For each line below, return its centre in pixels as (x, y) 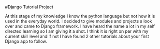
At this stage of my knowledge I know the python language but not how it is (80, 16)
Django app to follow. (26, 41)
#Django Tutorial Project (29, 7)
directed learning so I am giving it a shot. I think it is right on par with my (77, 31)
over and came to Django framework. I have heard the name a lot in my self (80, 26)
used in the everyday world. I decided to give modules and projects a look (79, 21)
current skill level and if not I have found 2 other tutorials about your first (77, 36)
